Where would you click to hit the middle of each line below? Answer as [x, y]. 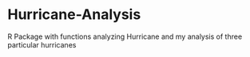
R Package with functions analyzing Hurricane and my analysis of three [125, 36]
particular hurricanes [42, 44]
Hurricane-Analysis [74, 15]
